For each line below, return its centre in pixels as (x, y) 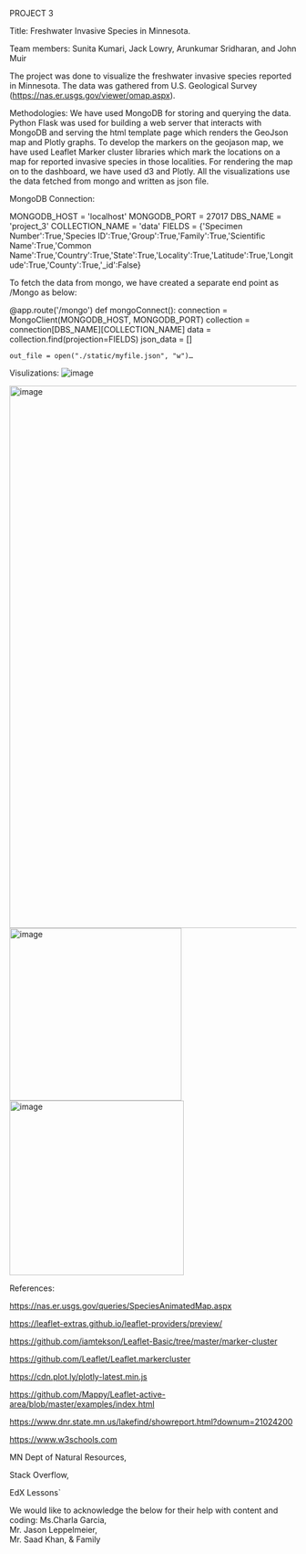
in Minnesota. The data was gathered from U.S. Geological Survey (133, 85)
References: (32, 1288)
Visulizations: (35, 373)
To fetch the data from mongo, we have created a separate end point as (144, 283)
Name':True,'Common (51, 245)
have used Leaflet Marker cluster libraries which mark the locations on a (145, 152)
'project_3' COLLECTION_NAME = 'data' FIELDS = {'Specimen (126, 226)
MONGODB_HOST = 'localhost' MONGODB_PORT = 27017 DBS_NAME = (146, 217)
